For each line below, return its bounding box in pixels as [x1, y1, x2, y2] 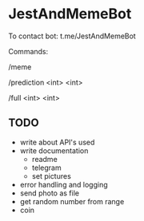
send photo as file [19, 188, 80, 198]
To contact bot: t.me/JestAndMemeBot [8, 31, 136, 41]
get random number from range [19, 196, 125, 206]
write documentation [19, 145, 89, 156]
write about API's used [19, 137, 95, 147]
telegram [31, 163, 62, 172]
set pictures [31, 171, 72, 180]
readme [31, 154, 58, 164]
